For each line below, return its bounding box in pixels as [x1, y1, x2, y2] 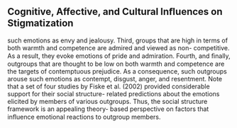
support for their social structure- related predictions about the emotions [7, 89, 220, 98]
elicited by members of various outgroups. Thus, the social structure [7, 97, 208, 105]
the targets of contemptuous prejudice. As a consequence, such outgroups [7, 66, 227, 76]
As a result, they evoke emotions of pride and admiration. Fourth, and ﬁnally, [7, 52, 231, 60]
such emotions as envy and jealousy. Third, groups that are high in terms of [7, 36, 228, 45]
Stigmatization [7, 17, 74, 30]
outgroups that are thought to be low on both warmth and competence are [7, 59, 225, 68]
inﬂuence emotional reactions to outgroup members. [7, 112, 161, 121]
